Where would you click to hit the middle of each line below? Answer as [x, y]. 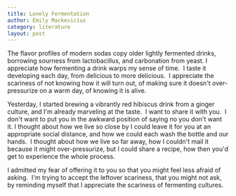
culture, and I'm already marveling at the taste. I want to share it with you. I [117, 112]
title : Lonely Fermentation [48, 14]
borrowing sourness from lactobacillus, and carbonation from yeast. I [107, 61]
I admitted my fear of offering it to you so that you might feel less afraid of [114, 170]
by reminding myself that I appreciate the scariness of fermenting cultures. [115, 185]
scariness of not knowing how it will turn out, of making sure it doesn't [109, 83]
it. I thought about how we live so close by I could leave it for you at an [109, 126]
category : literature [39, 27]
